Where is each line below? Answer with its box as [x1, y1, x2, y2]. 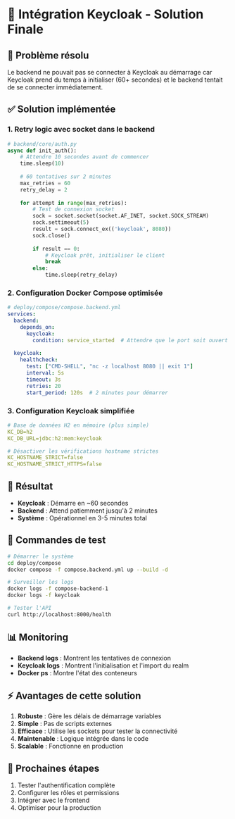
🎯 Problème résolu [7, 49, 89, 61]
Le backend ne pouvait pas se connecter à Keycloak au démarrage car [7, 68, 212, 76]
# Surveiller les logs [7, 579, 74, 586]
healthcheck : [20, 356, 58, 363]
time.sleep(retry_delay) [44, 271, 118, 279]
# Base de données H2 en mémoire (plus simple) [7, 422, 150, 429]
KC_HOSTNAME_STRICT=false [7, 454, 83, 461]
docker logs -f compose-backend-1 [7, 585, 109, 592]
